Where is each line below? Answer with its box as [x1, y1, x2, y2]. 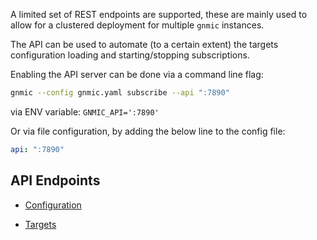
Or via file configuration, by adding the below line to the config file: [10, 125, 286, 137]
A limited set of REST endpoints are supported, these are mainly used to [10, 9, 308, 20]
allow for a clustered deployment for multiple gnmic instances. [10, 19, 265, 31]
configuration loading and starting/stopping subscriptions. [10, 49, 250, 61]
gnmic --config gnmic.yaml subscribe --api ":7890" [10, 88, 230, 98]
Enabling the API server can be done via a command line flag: [10, 69, 264, 80]
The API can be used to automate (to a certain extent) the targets [10, 39, 279, 50]
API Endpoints [10, 172, 101, 189]
